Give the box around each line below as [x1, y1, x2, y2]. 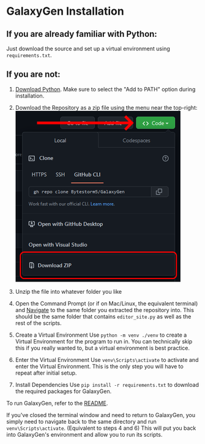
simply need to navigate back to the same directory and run [6, 418, 157, 425]
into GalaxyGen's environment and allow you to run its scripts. [6, 431, 163, 438]
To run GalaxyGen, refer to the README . [6, 399, 108, 407]
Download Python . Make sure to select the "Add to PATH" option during [15, 85, 196, 93]
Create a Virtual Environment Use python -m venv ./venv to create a [15, 331, 187, 339]
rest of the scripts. [15, 319, 62, 326]
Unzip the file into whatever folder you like [15, 288, 122, 295]
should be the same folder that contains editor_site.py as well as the [15, 313, 192, 320]
